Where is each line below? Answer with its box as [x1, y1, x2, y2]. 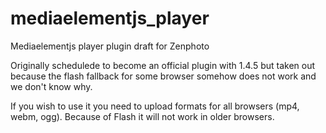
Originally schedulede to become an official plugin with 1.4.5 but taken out [10, 59, 316, 71]
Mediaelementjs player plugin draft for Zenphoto [10, 40, 210, 52]
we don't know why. [10, 80, 93, 92]
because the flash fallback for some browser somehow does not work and [10, 70, 317, 82]
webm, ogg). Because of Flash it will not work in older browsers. [10, 110, 275, 122]
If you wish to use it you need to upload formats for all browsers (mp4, [10, 100, 300, 112]
